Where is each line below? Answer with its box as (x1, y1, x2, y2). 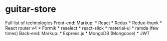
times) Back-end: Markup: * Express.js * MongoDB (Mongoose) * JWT (5, 30, 150, 36)
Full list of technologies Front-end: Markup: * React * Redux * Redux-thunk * (5, 20, 162, 26)
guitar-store (5, 3, 56, 15)
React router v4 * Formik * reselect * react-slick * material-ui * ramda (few (5, 25, 159, 31)
